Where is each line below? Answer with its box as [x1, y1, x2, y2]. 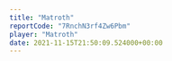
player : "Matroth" [9, 30, 78, 39]
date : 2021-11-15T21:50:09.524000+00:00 [9, 38, 164, 48]
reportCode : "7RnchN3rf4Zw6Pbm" [9, 22, 131, 30]
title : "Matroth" [9, 13, 75, 22]
